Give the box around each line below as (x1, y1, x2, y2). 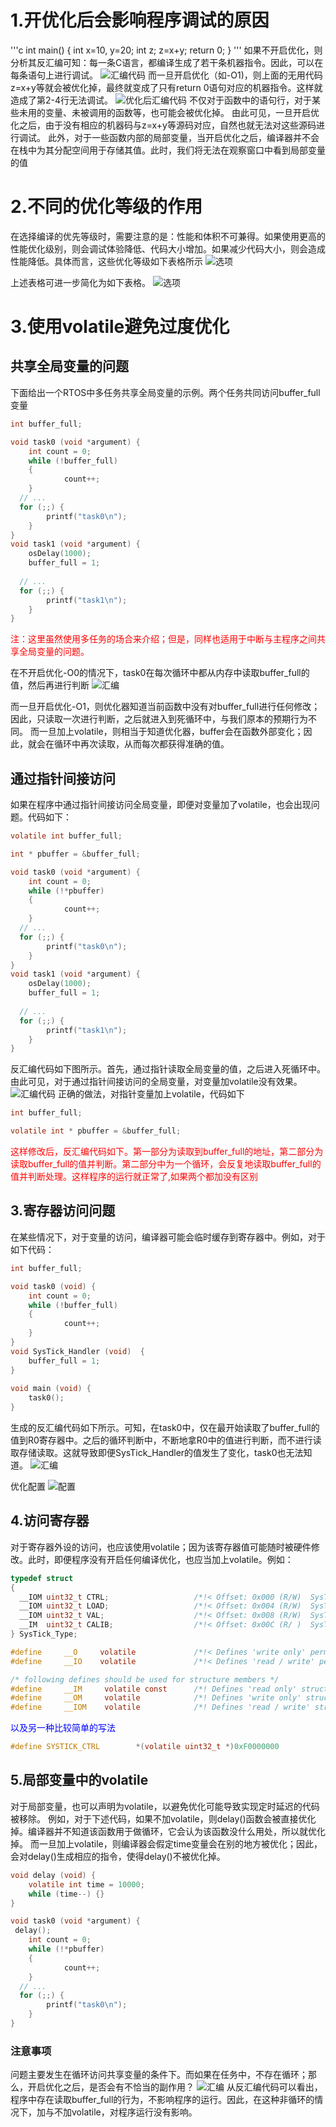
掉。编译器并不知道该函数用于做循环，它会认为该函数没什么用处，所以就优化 (10, 1825, 326, 1837)
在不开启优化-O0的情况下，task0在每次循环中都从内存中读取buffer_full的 (10, 667, 310, 679)
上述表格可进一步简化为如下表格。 (10, 276, 151, 288)
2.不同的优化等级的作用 (10, 196, 203, 218)
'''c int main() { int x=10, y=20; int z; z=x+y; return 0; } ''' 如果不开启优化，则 (10, 44, 323, 56)
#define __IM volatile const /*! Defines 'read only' (10, 1684, 298, 1694)
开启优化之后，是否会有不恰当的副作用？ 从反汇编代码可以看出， (27, 2081, 323, 2093)
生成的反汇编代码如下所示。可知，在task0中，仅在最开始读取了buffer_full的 (10, 1422, 320, 1433)
